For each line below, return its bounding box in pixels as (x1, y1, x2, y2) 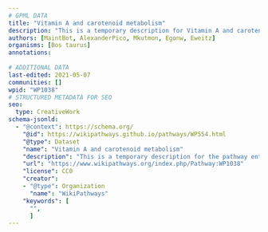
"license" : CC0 (22, 167, 73, 175)
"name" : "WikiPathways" (29, 189, 109, 198)
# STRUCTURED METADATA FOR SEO (8, 93, 112, 101)
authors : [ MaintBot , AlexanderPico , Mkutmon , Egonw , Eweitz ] (8, 33, 216, 42)
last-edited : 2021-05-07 (8, 71, 91, 79)
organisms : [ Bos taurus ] (8, 41, 91, 49)
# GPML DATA (8, 11, 48, 20)
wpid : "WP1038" (8, 85, 59, 94)
